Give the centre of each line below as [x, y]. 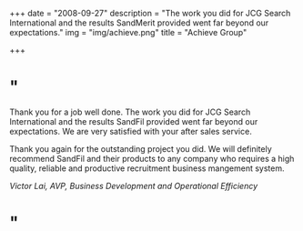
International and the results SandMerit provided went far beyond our [139, 23]
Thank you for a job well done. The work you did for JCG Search [130, 112]
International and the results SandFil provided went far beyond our [134, 121]
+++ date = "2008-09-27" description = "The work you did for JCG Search [150, 13]
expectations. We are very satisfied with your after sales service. [131, 131]
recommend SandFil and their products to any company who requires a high [152, 158]
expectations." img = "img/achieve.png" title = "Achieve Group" [128, 32]
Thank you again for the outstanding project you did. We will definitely [141, 148]
